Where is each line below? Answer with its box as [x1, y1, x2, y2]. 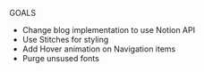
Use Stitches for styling [21, 35, 109, 44]
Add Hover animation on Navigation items [21, 44, 176, 54]
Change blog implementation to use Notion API [21, 25, 195, 35]
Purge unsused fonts [21, 53, 100, 63]
